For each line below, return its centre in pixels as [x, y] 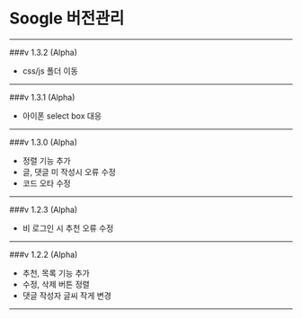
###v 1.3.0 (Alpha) [44, 142]
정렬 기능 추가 [46, 160]
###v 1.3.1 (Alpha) [42, 97]
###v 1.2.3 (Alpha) [44, 209]
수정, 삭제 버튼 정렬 [56, 284]
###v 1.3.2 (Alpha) [44, 52]
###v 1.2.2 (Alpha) [44, 254]
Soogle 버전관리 [67, 18]
